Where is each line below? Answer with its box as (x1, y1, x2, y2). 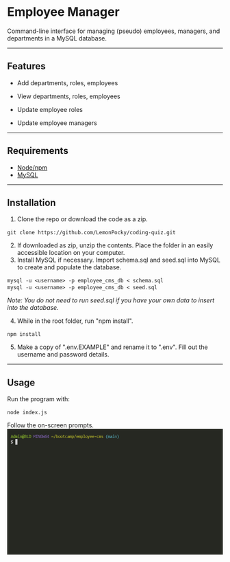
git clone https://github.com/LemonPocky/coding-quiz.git (7, 229, 176, 236)
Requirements (7, 145, 68, 157)
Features (7, 60, 46, 72)
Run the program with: (7, 395, 71, 403)
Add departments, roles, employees (16, 78, 118, 87)
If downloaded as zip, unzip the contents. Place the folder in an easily (16, 241, 214, 249)
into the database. (7, 304, 60, 312)
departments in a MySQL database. (7, 34, 107, 42)
